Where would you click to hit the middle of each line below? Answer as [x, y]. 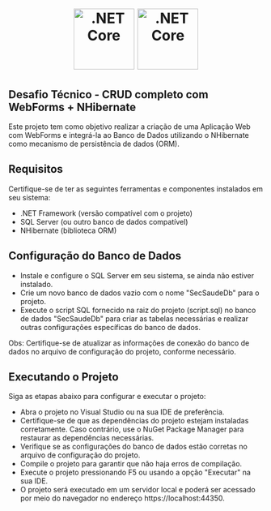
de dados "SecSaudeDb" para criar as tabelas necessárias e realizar [134, 318]
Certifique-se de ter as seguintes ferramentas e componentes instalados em [136, 189]
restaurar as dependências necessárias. [87, 438]
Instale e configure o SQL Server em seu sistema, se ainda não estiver [137, 275]
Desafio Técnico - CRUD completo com [108, 94]
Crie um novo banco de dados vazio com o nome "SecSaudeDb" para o [140, 293]
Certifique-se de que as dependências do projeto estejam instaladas [134, 421]
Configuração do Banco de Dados [95, 256]
